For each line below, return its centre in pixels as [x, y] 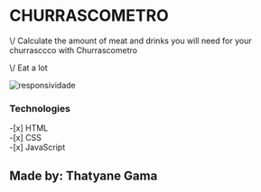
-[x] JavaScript [37, 147]
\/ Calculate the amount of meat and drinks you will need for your [130, 41]
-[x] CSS [26, 138]
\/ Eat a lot [28, 68]
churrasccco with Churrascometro [74, 50]
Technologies [40, 108]
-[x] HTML [29, 128]
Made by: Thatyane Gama [84, 175]
